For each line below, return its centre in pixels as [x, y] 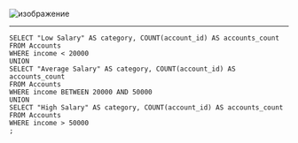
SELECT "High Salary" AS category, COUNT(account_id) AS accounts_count [146, 108]
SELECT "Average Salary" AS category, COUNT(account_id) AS [123, 69]
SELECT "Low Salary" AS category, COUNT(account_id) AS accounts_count [144, 38]
